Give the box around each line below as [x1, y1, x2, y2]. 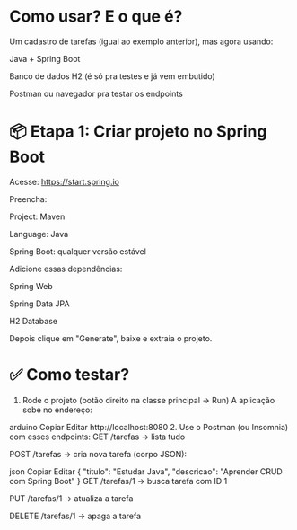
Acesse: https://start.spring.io [9, 176, 119, 187]
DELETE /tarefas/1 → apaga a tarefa [9, 510, 142, 521]
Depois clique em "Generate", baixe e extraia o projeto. [9, 332, 213, 343]
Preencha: [9, 193, 48, 204]
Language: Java [9, 228, 69, 239]
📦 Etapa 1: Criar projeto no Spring [9, 121, 267, 142]
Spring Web [9, 280, 53, 291]
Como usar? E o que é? [9, 6, 183, 27]
